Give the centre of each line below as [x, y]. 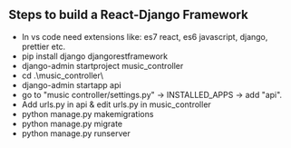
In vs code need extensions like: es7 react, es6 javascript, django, [145, 36]
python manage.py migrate [72, 123]
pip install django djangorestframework [95, 56]
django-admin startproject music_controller [102, 65]
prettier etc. [44, 46]
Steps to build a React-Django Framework [128, 15]
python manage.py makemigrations [87, 113]
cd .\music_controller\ [63, 75]
